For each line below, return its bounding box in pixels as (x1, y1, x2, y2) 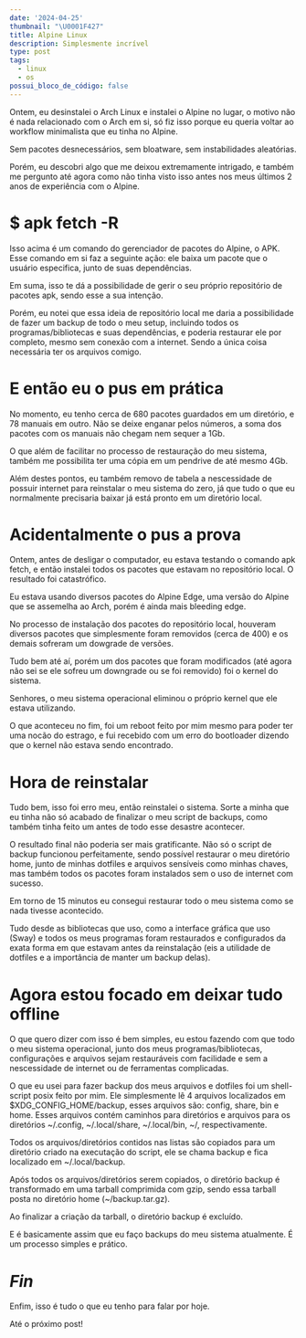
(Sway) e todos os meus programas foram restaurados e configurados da (9, 932, 286, 943)
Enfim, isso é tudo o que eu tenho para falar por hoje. (9, 1301, 210, 1312)
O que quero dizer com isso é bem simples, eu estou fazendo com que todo (9, 1034, 295, 1045)
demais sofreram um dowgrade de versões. (9, 638, 174, 649)
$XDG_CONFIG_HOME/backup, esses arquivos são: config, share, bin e (9, 1100, 280, 1111)
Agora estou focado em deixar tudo (9, 984, 283, 1005)
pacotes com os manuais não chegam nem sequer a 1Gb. (9, 427, 226, 438)
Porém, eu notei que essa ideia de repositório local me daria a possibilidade (9, 307, 294, 318)
